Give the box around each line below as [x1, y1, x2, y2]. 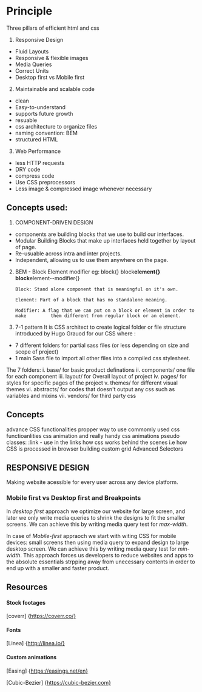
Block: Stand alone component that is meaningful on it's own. [15, 286, 179, 292]
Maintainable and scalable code [15, 85, 95, 92]
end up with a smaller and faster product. [6, 564, 109, 571]
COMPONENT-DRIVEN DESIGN [15, 218, 93, 226]
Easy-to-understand [15, 103, 66, 110]
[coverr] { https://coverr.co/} [6, 613, 76, 620]
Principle [6, 4, 53, 18]
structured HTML [15, 135, 58, 143]
